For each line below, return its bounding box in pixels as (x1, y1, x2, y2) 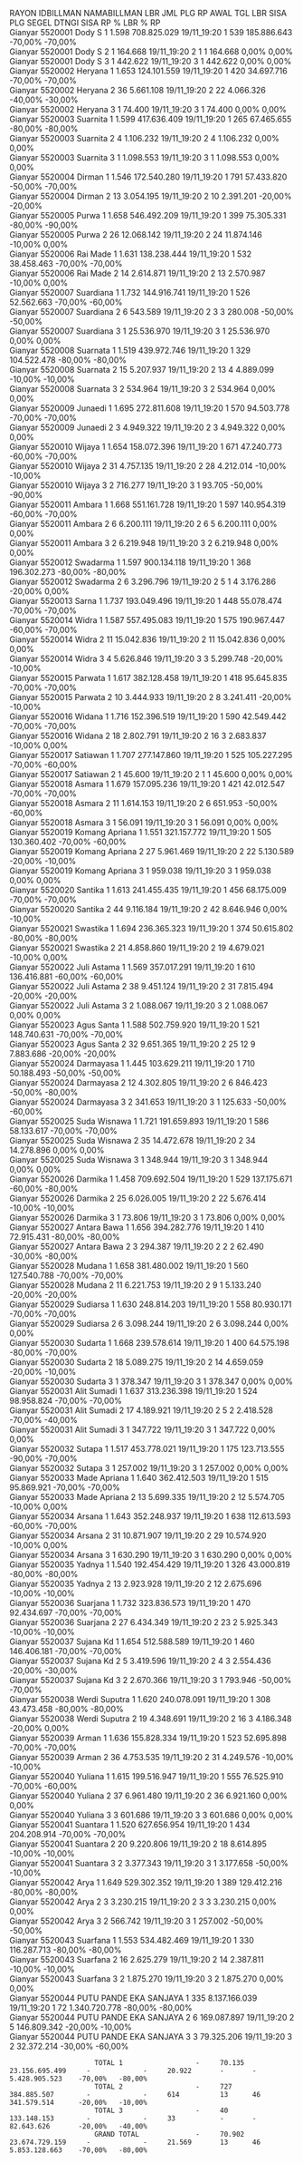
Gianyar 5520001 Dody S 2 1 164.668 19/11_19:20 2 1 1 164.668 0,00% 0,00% (9, 46, 294, 57)
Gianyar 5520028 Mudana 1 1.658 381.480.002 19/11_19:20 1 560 (9, 1261, 249, 1271)
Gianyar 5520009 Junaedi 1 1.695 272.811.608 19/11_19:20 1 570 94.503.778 (9, 403, 290, 414)
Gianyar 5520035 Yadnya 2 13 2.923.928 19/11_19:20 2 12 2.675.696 (9, 1578, 262, 1589)
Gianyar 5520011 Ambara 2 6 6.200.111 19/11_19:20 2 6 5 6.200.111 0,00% (9, 519, 278, 529)
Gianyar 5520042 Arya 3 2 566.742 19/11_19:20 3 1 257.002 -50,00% (9, 1915, 264, 1926)
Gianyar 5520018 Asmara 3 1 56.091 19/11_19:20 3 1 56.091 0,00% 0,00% (9, 817, 279, 828)
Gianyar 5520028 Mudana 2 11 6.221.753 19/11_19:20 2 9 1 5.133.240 (9, 1280, 262, 1291)
